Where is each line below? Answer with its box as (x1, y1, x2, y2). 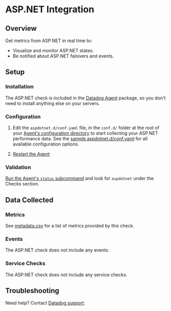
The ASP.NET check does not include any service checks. (5, 272, 128, 278)
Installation (5, 83, 34, 90)
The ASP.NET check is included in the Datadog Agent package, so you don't (5, 95, 166, 101)
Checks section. (5, 181, 39, 187)
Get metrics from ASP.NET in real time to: (5, 37, 92, 44)
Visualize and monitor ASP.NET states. (12, 48, 94, 53)
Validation (5, 163, 32, 171)
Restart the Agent (12, 151, 50, 157)
